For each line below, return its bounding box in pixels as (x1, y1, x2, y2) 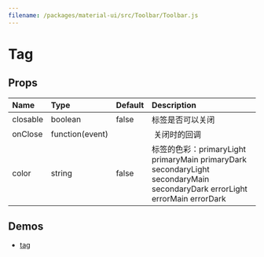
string (50, 168, 73, 179)
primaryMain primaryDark (152, 154, 247, 165)
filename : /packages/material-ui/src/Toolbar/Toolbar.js (8, 11, 199, 20)
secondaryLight (152, 164, 210, 175)
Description (152, 100, 196, 110)
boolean (50, 114, 81, 125)
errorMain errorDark (152, 193, 226, 204)
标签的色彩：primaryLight (152, 143, 246, 154)
